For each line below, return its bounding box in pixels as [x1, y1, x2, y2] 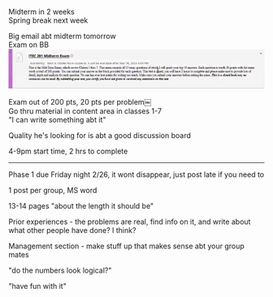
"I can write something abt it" [8, 114, 106, 124]
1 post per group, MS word [8, 185, 97, 195]
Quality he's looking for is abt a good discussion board [8, 130, 191, 140]
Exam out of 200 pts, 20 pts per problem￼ [8, 97, 152, 106]
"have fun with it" [8, 281, 67, 291]
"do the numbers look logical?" [8, 265, 112, 275]
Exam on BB [8, 40, 50, 49]
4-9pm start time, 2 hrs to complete [8, 146, 128, 156]
